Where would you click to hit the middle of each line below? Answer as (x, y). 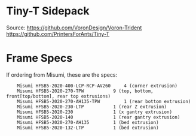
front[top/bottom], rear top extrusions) (59, 96)
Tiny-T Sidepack (48, 11)
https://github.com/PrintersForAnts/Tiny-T (58, 34)
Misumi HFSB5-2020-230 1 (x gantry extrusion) (94, 112)
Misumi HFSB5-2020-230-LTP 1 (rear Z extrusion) (92, 107)
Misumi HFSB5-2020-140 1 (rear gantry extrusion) (99, 117)
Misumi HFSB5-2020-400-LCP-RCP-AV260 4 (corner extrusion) (97, 86)
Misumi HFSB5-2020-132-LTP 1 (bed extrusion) (88, 128)
